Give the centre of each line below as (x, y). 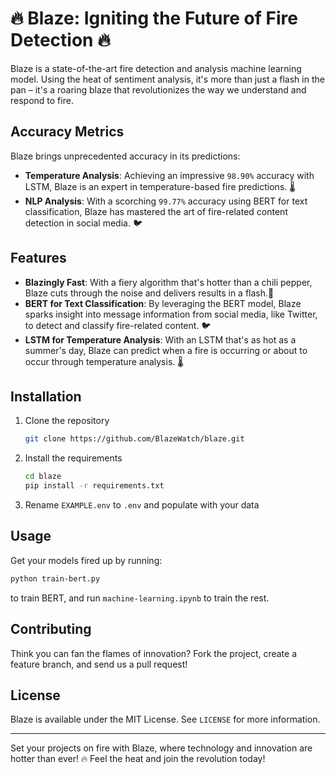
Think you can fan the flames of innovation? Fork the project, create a (154, 653)
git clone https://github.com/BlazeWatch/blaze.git (134, 439)
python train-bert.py (55, 578)
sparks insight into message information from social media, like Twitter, (171, 314)
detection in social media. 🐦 (83, 223)
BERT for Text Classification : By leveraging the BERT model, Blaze (163, 303)
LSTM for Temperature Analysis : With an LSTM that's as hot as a (160, 339)
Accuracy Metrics (67, 132)
